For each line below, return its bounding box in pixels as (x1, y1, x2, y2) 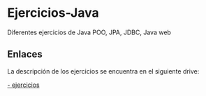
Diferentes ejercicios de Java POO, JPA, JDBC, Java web (7, 28, 171, 36)
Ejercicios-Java (7, 5, 99, 21)
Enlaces (7, 48, 43, 60)
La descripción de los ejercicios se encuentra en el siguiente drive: (7, 67, 200, 75)
